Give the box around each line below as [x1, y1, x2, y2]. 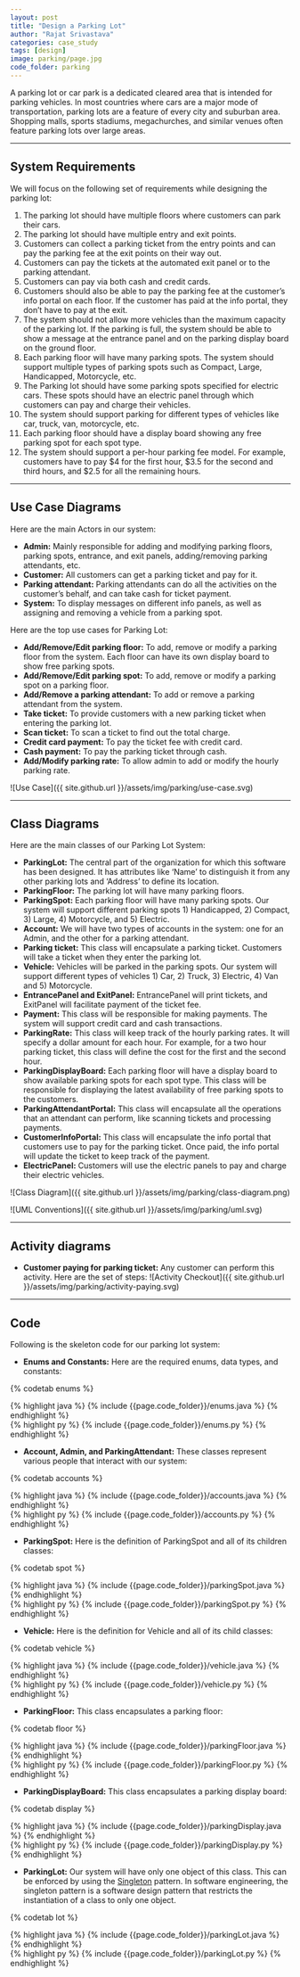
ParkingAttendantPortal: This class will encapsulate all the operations [22, 1103, 282, 1115]
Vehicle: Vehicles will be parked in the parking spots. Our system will [22, 961, 278, 972]
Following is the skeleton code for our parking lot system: [10, 1339, 221, 1349]
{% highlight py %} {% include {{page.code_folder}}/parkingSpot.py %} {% [10, 1598, 288, 1610]
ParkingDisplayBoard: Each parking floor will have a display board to [22, 1066, 278, 1076]
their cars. [22, 219, 61, 230]
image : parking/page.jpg [10, 54, 102, 63]
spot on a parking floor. [22, 680, 109, 690]
